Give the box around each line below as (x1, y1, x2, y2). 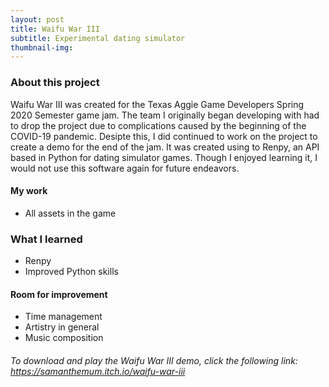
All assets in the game (24, 207, 117, 219)
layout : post (10, 14, 65, 25)
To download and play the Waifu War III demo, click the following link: (10, 354, 298, 366)
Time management (24, 311, 103, 323)
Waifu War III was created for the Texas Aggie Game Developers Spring (10, 98, 305, 110)
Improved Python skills (24, 266, 119, 278)
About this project (10, 76, 100, 90)
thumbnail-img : (10, 42, 74, 53)
